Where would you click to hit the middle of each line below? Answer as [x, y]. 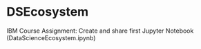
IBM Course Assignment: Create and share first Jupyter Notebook [100, 31]
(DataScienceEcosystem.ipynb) [51, 37]
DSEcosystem [48, 12]
